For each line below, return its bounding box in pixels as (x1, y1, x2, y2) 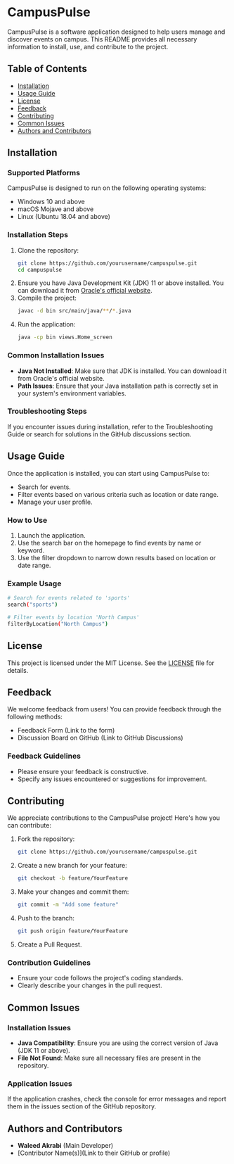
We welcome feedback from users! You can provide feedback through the (7, 705, 221, 714)
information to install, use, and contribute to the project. (7, 42, 169, 51)
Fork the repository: (17, 835, 75, 843)
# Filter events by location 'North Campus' (7, 614, 140, 621)
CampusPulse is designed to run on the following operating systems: (7, 184, 207, 192)
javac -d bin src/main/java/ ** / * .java (17, 308, 131, 315)
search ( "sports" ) (7, 601, 58, 609)
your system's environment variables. (17, 388, 126, 398)
